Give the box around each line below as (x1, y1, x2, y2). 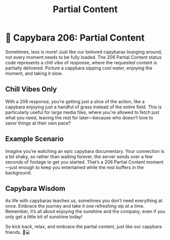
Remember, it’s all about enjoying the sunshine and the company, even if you (5, 209, 165, 215)
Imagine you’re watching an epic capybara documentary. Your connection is (5, 148, 165, 154)
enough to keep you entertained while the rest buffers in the (18, 164, 144, 170)
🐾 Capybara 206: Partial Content (5, 32, 145, 44)
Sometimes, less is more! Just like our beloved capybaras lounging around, (5, 49, 162, 55)
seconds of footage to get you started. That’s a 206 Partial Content (5, 158, 146, 165)
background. (5, 170, 32, 176)
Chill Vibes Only (5, 85, 57, 94)
